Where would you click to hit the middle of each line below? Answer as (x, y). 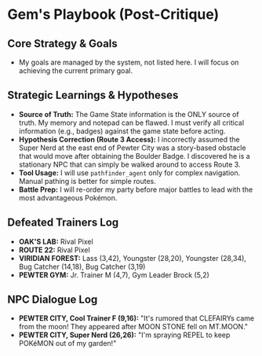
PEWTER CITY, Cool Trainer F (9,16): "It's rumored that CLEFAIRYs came (136, 318)
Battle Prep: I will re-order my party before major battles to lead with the (136, 189)
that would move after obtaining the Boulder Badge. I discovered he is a (134, 156)
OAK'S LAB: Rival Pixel (56, 241)
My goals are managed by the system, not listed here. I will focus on (129, 62)
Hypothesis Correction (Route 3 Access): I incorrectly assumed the (129, 139)
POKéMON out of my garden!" (67, 343)
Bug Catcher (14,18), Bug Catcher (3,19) (82, 266)
